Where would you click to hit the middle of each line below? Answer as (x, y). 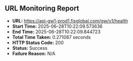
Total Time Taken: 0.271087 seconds (51, 37)
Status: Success (30, 48)
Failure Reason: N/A (34, 53)
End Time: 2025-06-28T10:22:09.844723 (56, 32)
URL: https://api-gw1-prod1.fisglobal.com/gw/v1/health (70, 21)
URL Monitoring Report (42, 8)
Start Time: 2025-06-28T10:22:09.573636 (57, 26)
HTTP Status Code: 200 (38, 43)
